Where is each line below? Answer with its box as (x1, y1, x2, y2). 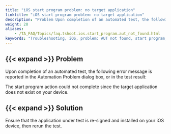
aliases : (5, 26, 24, 32)
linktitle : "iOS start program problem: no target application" (5, 12, 145, 17)
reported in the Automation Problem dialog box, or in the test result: (5, 73, 147, 79)
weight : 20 (5, 21, 28, 27)
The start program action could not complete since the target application (5, 84, 158, 90)
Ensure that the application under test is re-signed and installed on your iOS (5, 117, 164, 123)
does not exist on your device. (5, 89, 69, 95)
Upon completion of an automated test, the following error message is (5, 68, 152, 74)
